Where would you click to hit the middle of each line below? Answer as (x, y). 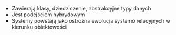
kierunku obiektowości (39, 27)
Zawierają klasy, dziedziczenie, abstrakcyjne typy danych (81, 8)
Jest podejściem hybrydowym (48, 15)
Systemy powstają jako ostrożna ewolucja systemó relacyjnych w (91, 21)
